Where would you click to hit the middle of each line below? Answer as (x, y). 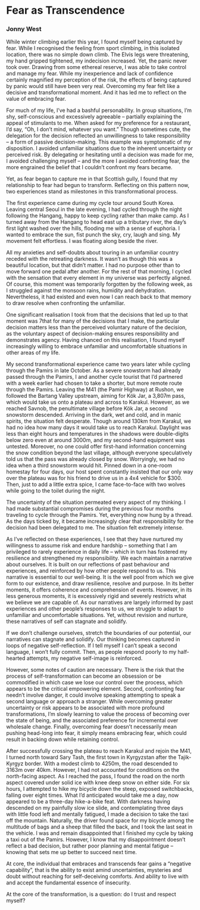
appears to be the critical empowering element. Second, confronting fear (96, 689)
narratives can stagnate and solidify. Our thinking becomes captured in (93, 639)
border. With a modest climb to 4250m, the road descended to (101, 763)
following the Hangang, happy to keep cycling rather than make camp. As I (98, 216)
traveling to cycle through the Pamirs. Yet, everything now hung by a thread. (99, 515)
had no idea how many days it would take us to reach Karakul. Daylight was (99, 428)
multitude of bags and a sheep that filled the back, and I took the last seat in (99, 827)
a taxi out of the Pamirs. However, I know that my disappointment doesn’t (96, 840)
